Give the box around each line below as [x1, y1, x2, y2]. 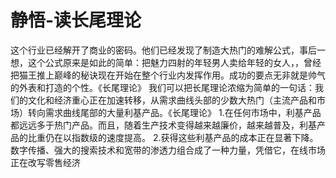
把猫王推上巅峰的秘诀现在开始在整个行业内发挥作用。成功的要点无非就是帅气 [10, 69, 326, 81]
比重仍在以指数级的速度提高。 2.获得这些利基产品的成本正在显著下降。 [27, 131, 319, 143]
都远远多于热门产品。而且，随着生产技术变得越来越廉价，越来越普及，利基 [10, 119, 317, 131]
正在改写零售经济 [10, 156, 81, 168]
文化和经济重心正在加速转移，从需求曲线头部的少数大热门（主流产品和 [27, 94, 317, 106]
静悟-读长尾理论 [10, 9, 142, 32]
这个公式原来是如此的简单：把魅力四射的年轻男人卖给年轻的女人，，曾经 [27, 56, 322, 68]
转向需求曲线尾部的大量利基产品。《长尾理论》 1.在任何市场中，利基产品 [27, 106, 322, 118]
